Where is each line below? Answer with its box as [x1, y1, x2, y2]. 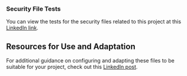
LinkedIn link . [6, 24, 38, 31]
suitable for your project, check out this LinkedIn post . [6, 64, 138, 71]
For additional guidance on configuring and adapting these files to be [6, 57, 175, 64]
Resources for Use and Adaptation [6, 41, 136, 51]
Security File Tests [6, 5, 61, 13]
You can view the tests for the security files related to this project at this [6, 18, 182, 25]
